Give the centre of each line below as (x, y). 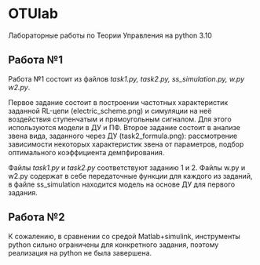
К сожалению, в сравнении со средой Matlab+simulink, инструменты (125, 236)
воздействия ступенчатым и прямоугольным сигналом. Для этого (120, 119)
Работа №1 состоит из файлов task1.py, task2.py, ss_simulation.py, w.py (126, 78)
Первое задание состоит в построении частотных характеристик (118, 102)
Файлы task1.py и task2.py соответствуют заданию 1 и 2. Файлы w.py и (127, 167)
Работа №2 (37, 218)
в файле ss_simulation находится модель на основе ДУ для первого (122, 184)
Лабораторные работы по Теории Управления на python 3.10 (110, 35)
